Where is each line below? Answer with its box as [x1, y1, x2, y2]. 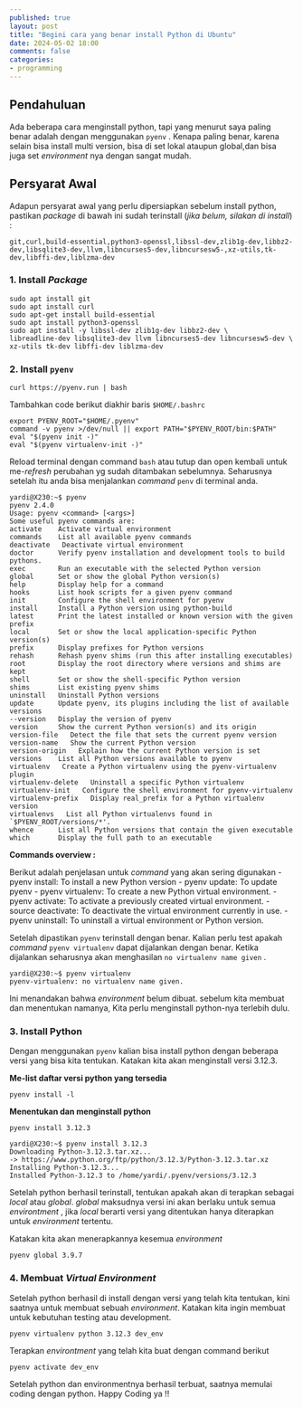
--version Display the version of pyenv [9, 715, 172, 724]
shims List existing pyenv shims [9, 683, 160, 692]
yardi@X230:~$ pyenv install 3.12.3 [9, 1139, 147, 1149]
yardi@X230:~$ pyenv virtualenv [9, 969, 131, 978]
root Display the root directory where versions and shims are [9, 660, 281, 669]
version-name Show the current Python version [9, 738, 196, 747]
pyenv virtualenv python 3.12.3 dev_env [9, 1329, 165, 1338]
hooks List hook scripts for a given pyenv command [9, 588, 232, 597]
